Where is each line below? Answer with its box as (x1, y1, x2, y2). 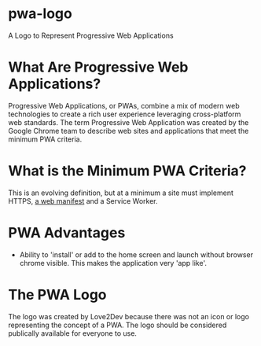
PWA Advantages (8, 224, 126, 241)
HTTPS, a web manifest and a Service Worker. (8, 196, 159, 205)
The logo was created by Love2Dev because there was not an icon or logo (8, 311, 250, 321)
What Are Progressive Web (8, 58, 189, 76)
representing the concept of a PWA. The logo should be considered (8, 320, 227, 329)
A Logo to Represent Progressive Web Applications (8, 31, 175, 40)
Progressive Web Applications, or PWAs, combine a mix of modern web (8, 101, 240, 110)
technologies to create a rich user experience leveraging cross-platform (8, 109, 241, 119)
